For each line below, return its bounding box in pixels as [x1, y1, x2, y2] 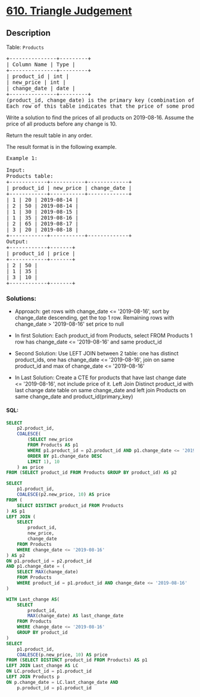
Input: [6, 167, 26, 173]
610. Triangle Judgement [6, 4, 132, 18]
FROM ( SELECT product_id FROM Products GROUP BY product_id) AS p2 [6, 470, 177, 476]
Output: [6, 238, 29, 245]
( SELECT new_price [27, 436, 73, 443]
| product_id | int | [6, 73, 70, 80]
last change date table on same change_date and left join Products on [14, 387, 186, 394]
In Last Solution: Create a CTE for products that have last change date [14, 374, 186, 382]
